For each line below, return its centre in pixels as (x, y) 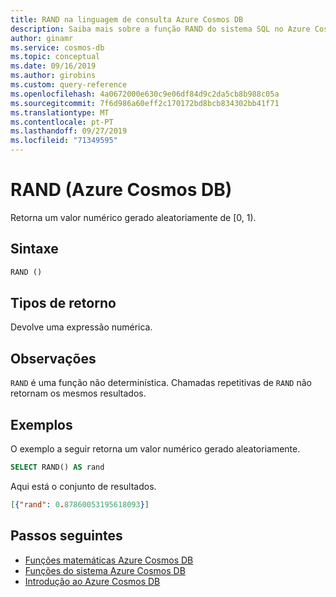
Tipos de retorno (63, 303)
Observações (53, 358)
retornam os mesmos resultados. (78, 393)
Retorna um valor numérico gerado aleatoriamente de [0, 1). (133, 217)
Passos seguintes (66, 536)
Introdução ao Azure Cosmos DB (92, 581)
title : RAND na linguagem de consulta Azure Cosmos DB (127, 19)
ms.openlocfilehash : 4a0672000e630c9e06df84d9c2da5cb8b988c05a (145, 94)
